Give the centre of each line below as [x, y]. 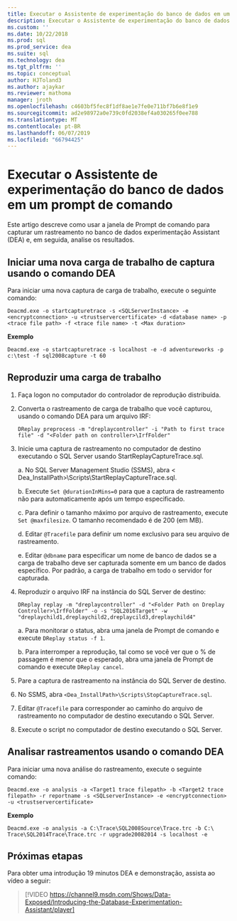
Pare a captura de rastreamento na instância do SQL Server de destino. [122, 681]
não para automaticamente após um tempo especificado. [101, 499]
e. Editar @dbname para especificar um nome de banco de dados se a [117, 555]
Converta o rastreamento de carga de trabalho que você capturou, [115, 408]
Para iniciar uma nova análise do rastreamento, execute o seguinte [105, 769]
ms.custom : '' [28, 27]
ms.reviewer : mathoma [39, 93]
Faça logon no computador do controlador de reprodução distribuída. [119, 395]
